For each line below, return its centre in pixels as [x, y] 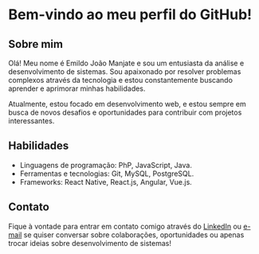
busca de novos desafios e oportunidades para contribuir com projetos [125, 112]
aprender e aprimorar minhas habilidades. [77, 88]
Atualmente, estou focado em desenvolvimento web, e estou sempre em [127, 104]
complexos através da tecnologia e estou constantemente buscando [121, 80]
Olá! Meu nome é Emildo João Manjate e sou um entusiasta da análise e [126, 63]
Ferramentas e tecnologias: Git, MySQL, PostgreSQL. [107, 174]
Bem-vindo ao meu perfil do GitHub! [130, 15]
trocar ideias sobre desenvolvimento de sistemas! [90, 243]
